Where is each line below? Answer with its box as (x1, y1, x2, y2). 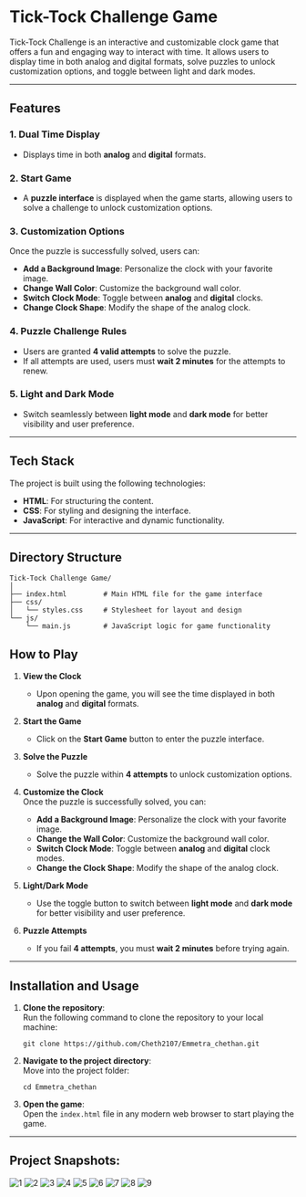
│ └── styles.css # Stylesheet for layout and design (9, 605, 243, 615)
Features (9, 100, 61, 116)
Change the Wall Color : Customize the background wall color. (36, 834, 270, 845)
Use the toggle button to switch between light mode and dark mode (36, 898, 293, 909)
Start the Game (22, 716, 82, 727)
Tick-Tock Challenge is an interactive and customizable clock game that (9, 37, 280, 47)
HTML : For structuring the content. (22, 495, 154, 506)
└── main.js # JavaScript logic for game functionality (25, 622, 271, 631)
